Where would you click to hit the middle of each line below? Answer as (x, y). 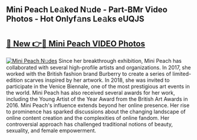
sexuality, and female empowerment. (51, 131)
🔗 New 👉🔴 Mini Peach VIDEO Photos (76, 44)
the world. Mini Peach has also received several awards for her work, (90, 93)
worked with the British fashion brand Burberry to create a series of (89, 74)
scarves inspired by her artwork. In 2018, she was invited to (97, 80)
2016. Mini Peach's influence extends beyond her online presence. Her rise (98, 105)
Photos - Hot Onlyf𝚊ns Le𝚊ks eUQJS (75, 19)
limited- (182, 74)
